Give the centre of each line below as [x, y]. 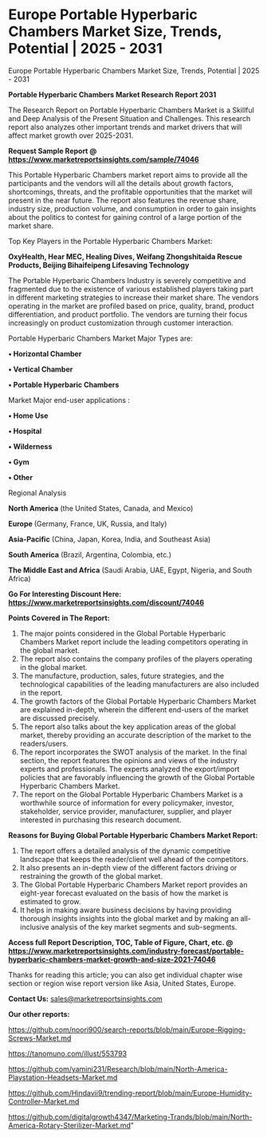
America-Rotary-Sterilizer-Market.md [70, 1125]
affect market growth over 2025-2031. [71, 135]
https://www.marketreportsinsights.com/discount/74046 [106, 602]
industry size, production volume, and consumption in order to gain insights [132, 208]
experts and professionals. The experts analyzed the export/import [130, 769]
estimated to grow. [50, 901]
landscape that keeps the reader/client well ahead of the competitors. [134, 859]
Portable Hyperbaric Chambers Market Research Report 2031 [112, 94]
